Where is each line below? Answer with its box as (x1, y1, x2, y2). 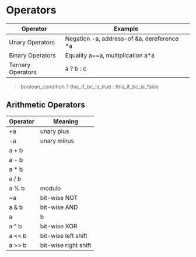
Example (113, 25, 139, 33)
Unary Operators (9, 38, 55, 46)
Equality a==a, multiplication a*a (65, 51, 155, 59)
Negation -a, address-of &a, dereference (65, 34, 179, 43)
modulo (40, 184, 61, 192)
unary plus (40, 127, 69, 135)
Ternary (9, 61, 31, 69)
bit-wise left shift (40, 231, 87, 239)
